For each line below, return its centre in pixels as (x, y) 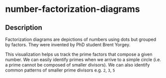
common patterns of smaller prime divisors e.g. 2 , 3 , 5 (60, 70)
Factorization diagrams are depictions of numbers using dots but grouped (81, 39)
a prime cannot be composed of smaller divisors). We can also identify (78, 65)
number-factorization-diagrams (73, 9)
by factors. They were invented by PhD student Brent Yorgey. (68, 45)
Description (24, 28)
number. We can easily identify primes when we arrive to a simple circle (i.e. (83, 60)
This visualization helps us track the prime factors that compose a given (79, 54)
